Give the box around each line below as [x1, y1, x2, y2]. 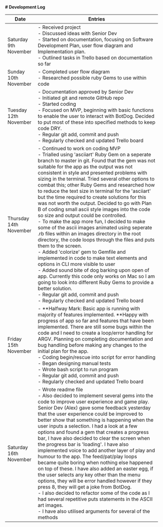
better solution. [38, 285, 72, 292]
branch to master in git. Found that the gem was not [38, 157, 155, 164]
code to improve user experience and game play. [38, 398, 149, 405]
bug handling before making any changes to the [38, 342, 147, 348]
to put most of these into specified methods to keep [38, 119, 156, 126]
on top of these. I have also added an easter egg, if [38, 465, 154, 472]
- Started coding [38, 101, 76, 107]
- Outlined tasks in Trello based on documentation [38, 55, 153, 61]
